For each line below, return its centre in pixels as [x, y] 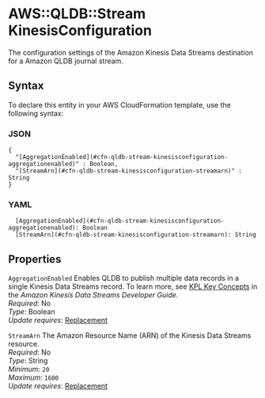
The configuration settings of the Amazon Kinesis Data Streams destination [131, 52]
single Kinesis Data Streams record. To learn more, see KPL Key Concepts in [133, 286]
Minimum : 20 [29, 370]
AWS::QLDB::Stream [77, 14]
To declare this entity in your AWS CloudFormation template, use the [119, 104]
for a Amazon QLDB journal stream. [66, 61]
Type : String [28, 361]
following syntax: [36, 113]
